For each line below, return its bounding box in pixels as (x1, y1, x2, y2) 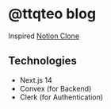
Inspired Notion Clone (8, 31, 80, 41)
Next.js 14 (19, 75, 53, 84)
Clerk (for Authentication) (19, 92, 104, 102)
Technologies (8, 54, 78, 68)
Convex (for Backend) (19, 84, 92, 93)
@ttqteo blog (8, 5, 97, 23)
